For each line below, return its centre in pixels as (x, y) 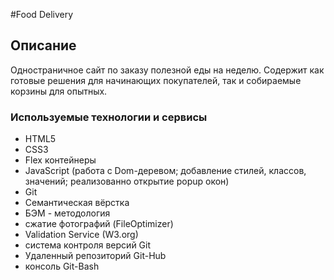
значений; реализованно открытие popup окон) (127, 181)
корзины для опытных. (59, 91)
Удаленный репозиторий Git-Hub (95, 256)
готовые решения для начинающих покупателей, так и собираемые (156, 80)
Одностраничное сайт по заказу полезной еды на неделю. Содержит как (167, 70)
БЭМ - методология (67, 213)
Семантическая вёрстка (77, 203)
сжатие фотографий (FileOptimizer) (99, 224)
